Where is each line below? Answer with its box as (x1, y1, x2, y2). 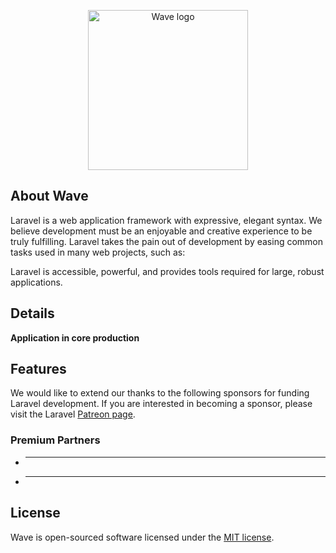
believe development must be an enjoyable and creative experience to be (10, 225, 313, 237)
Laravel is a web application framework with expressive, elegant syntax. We (10, 214, 323, 226)
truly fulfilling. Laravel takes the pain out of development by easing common (10, 235, 324, 247)
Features (10, 361, 67, 378)
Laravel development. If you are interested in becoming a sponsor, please (10, 398, 313, 410)
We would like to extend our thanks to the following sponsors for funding (10, 387, 310, 399)
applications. (10, 276, 63, 288)
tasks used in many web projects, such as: (10, 246, 186, 258)
